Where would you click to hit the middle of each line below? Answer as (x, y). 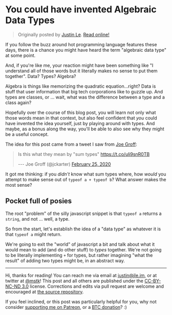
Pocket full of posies (39, 201)
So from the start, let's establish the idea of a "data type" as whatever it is (83, 229)
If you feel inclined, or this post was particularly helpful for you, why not (81, 302)
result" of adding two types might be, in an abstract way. (65, 261)
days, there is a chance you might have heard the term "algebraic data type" (86, 50)
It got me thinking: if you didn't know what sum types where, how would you (86, 174)
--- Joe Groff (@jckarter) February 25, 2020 (64, 164)
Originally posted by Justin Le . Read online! (63, 34)
